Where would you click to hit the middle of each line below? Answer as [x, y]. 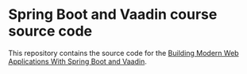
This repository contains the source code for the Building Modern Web [124, 53]
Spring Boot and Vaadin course [113, 15]
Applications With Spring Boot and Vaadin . [77, 61]
